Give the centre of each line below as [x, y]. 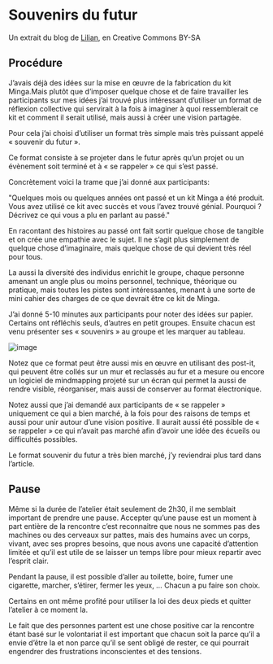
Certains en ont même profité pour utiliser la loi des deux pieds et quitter [130, 601]
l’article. [22, 463]
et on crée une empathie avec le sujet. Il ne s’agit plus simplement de [124, 239]
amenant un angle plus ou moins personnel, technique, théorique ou [123, 281]
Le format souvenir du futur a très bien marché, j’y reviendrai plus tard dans [135, 455]
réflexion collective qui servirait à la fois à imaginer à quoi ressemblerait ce [133, 108]
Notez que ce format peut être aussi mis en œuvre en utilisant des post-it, [132, 363]
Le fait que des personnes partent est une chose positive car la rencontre [131, 625]
